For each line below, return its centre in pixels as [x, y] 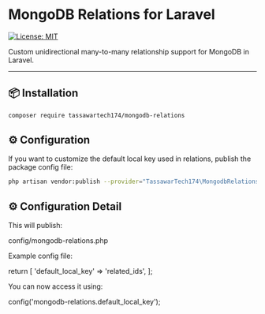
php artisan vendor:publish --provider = [76, 182]
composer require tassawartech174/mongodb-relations [97, 115]
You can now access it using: [56, 286]
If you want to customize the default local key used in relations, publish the [130, 159]
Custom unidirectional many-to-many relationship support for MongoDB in [129, 51]
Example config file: [41, 256]
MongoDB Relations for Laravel [112, 15]
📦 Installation [43, 93]
